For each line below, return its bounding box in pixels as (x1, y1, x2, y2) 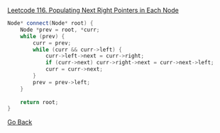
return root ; (20, 98, 59, 105)
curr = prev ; (33, 39, 72, 47)
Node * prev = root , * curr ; (20, 26, 100, 33)
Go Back (7, 118, 33, 127)
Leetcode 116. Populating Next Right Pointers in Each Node (7, 6, 179, 14)
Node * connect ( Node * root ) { (7, 20, 94, 27)
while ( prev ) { (20, 33, 65, 40)
